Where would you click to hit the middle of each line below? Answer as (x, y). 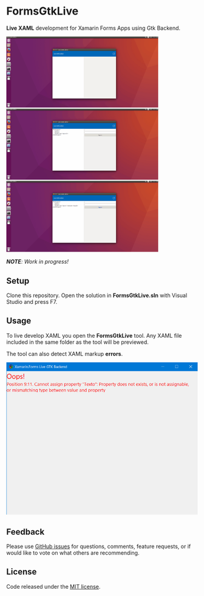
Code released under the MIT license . (53, 586)
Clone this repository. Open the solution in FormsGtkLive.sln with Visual (97, 295)
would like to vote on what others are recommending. (73, 553)
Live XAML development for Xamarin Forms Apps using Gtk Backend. (93, 28)
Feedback (25, 532)
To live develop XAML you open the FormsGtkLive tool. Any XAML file (94, 335)
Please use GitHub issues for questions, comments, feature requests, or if (99, 546)
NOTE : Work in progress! (37, 262)
